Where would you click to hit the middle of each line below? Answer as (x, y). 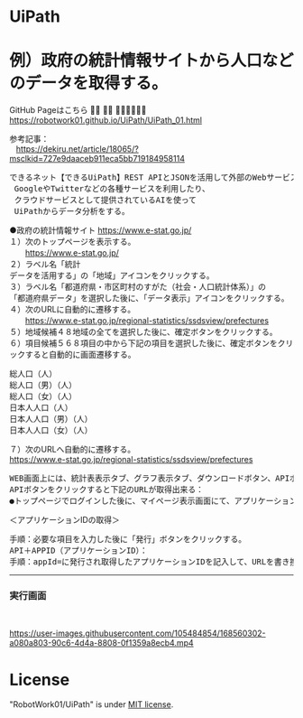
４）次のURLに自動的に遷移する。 (73, 310)
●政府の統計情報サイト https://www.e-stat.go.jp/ (101, 230)
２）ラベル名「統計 (45, 265)
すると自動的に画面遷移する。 (80, 355)
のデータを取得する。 (89, 84)
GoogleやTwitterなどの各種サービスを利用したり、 (112, 189)
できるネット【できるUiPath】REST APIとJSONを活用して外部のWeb (138, 177)
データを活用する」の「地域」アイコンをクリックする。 (112, 275)
